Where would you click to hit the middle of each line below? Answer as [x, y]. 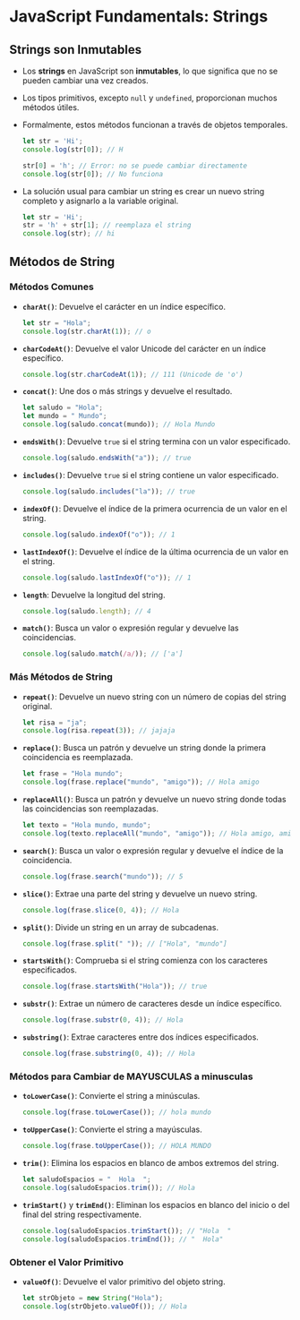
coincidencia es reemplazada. [77, 758]
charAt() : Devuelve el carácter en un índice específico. [124, 306]
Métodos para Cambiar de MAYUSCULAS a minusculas [131, 1076]
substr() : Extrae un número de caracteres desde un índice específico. [152, 1004]
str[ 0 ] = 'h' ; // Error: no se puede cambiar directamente [135, 166]
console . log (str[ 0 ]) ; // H [73, 150]
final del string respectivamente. [81, 1214]
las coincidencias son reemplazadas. [90, 809]
